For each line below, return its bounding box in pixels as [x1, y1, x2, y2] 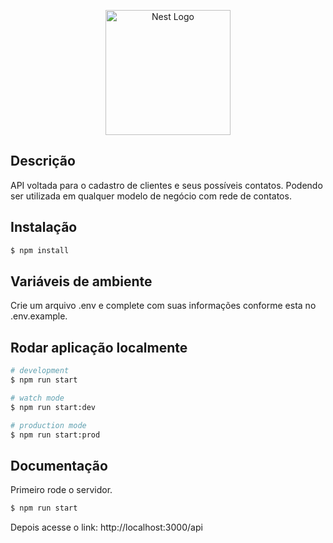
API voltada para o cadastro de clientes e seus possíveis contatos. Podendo [10, 179, 323, 191]
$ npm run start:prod [10, 430, 101, 440]
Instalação [10, 219, 78, 236]
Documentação [10, 457, 108, 474]
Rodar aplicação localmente [10, 339, 188, 356]
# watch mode [10, 393, 65, 403]
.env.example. [10, 310, 68, 322]
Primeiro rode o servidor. [10, 484, 113, 496]
